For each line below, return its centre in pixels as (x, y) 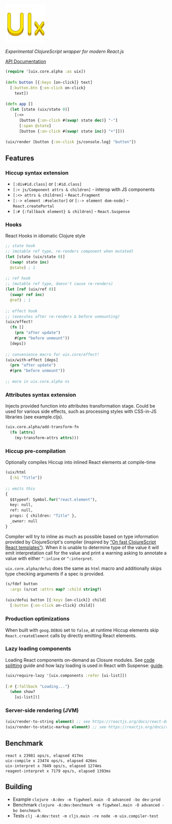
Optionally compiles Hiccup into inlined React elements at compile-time (81, 462)
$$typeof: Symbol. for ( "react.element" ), (53, 499)
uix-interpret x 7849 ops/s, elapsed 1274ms (53, 766)
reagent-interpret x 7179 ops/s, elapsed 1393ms (58, 771)
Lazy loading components (38, 648)
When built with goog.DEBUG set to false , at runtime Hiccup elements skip (82, 630)
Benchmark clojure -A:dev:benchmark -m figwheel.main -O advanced (86, 804)
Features (20, 158)
